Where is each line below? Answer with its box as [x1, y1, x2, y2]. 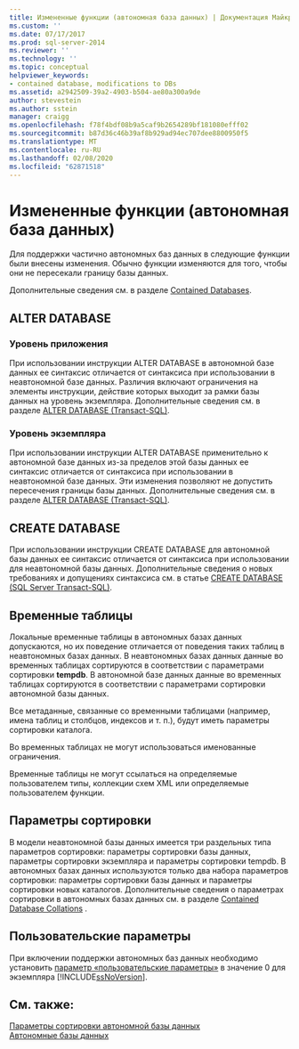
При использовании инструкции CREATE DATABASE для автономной [9, 544, 271, 555]
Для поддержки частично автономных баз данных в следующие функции [9, 248, 290, 259]
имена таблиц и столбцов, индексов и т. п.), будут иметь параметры [9, 714, 270, 726]
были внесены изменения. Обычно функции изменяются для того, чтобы [9, 258, 287, 269]
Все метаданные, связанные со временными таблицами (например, [9, 705, 271, 716]
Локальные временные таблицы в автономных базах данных [9, 631, 243, 642]
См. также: [9, 996, 75, 1012]
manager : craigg [9, 112, 69, 121]
